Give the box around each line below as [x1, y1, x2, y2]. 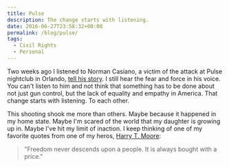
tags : [7, 36, 23, 43]
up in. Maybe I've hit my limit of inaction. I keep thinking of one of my [7, 124, 203, 133]
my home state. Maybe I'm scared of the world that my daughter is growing [7, 117, 221, 125]
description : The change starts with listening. [7, 16, 149, 23]
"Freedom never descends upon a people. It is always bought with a [23, 145, 217, 153]
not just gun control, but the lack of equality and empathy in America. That [7, 89, 218, 97]
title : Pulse [7, 10, 45, 17]
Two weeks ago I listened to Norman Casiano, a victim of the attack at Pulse [7, 67, 223, 76]
